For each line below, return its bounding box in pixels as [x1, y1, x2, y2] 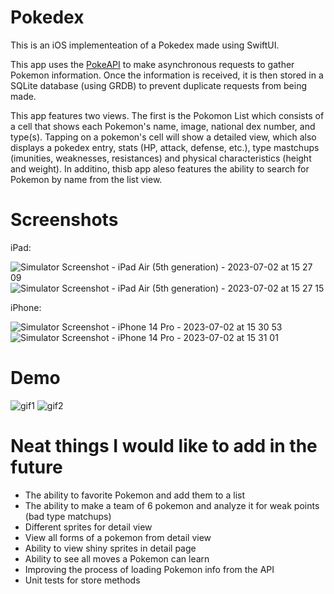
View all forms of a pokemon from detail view [24, 531, 212, 543]
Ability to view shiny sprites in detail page [24, 542, 197, 554]
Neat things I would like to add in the [10, 435, 318, 457]
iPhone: [10, 301, 42, 313]
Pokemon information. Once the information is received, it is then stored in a [10, 69, 324, 81]
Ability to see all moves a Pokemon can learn [24, 552, 210, 565]
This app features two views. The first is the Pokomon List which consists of [10, 109, 325, 121]
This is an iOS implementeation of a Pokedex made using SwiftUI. [10, 39, 280, 51]
